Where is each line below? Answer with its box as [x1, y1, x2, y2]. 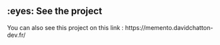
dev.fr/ [7, 31, 26, 39]
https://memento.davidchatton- [125, 23, 214, 31]
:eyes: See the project [7, 5, 102, 17]
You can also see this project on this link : [7, 23, 124, 31]
